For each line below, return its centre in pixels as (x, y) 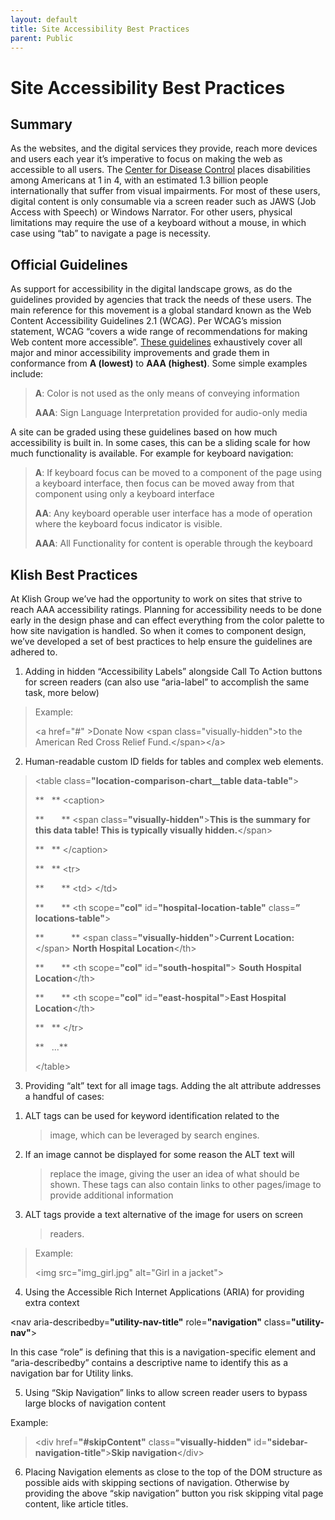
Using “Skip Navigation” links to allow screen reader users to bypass (166, 1392)
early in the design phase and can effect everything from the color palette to (167, 620)
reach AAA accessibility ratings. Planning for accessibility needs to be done (166, 609)
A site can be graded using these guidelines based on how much (144, 432)
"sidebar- (287, 1442)
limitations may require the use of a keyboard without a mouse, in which (158, 223)
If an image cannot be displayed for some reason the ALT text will (159, 1154)
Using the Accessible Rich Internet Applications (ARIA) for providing (164, 1292)
